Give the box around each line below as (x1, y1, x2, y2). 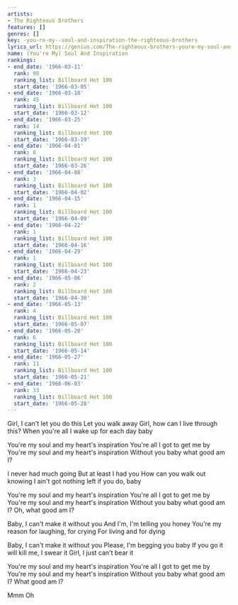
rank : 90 (13, 70, 40, 77)
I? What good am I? (7, 577, 64, 586)
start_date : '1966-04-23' (13, 268, 91, 275)
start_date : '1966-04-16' (13, 241, 91, 249)
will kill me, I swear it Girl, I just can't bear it (7, 548, 134, 557)
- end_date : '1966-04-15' (7, 195, 84, 202)
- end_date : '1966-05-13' (7, 301, 84, 308)
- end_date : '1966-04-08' (7, 168, 84, 176)
